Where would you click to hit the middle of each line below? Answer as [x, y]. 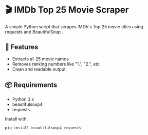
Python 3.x [23, 99]
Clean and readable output [39, 69]
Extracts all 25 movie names [40, 59]
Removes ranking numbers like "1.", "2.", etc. [56, 64]
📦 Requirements [31, 85]
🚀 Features [22, 47]
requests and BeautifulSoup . [34, 32]
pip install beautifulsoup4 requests [43, 128]
